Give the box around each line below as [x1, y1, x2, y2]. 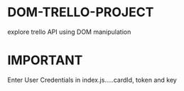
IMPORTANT [7, 52, 83, 68]
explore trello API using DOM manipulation [7, 28, 131, 36]
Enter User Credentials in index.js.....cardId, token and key [7, 75, 178, 84]
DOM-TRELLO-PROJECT [7, 4, 154, 20]
